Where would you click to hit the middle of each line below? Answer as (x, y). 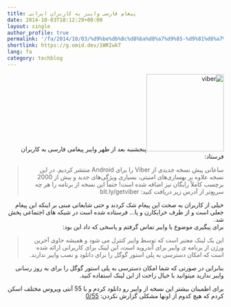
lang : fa (20, 52)
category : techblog (35, 58)
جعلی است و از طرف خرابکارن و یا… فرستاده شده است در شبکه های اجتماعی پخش (116, 212)
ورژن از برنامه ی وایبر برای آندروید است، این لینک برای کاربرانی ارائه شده (130, 247)
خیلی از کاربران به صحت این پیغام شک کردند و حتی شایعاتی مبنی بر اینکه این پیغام (119, 205)
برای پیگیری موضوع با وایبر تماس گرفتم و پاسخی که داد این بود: (143, 227)
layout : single (29, 26)
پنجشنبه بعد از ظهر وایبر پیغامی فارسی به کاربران (84, 149)
